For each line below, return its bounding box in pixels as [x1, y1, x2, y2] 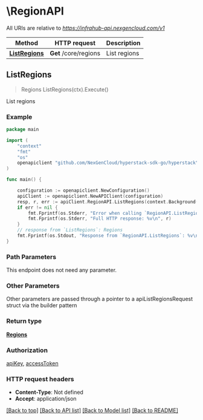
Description [106, 38, 141, 47]
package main [6, 126, 39, 133]
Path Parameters [6, 252, 56, 261]
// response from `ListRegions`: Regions [17, 227, 123, 233]
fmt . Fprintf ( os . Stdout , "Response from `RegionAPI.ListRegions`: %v [17, 232, 193, 239]
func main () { [6, 177, 42, 183]
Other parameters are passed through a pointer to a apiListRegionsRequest [6, 296, 193, 303]
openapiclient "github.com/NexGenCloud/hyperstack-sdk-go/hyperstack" [17, 160, 199, 166]
